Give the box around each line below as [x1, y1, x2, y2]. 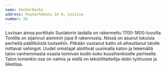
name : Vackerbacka [5, 7, 43, 12]
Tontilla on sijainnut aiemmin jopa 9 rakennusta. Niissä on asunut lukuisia [5, 35, 155, 41]
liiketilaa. [5, 61, 23, 67]
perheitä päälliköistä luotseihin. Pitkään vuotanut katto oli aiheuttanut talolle [5, 40, 160, 46]
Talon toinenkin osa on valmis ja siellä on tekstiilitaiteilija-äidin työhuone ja [5, 56, 157, 62]
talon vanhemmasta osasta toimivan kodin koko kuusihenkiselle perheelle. [5, 51, 157, 57]
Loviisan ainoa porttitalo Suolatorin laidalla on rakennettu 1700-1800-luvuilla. [5, 30, 162, 36]
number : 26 [5, 16, 28, 21]
